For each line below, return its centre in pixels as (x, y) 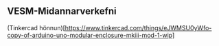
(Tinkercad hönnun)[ (36, 27)
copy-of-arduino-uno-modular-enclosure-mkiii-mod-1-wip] (91, 35)
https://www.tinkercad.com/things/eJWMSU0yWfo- (138, 27)
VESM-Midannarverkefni (62, 11)
